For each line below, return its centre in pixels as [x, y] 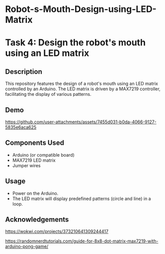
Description [24, 72]
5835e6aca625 [21, 127]
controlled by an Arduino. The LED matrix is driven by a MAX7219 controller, [83, 89]
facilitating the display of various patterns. [48, 94]
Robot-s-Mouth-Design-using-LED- [81, 9]
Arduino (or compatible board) [43, 155]
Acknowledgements [37, 220]
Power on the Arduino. [35, 193]
